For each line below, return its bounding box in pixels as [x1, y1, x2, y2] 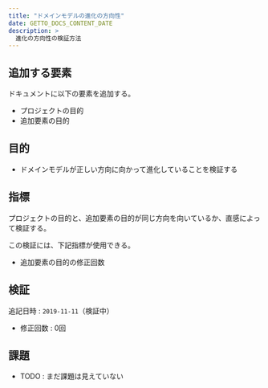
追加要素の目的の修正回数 [19, 257, 105, 267]
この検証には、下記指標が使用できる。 [8, 240, 135, 250]
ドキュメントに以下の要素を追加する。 [8, 89, 135, 99]
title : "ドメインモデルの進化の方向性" [8, 11, 124, 20]
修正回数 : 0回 [19, 323, 67, 333]
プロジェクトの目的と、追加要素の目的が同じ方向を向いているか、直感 [8, 213, 240, 223]
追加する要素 [8, 66, 72, 80]
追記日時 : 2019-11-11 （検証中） [8, 306, 114, 316]
